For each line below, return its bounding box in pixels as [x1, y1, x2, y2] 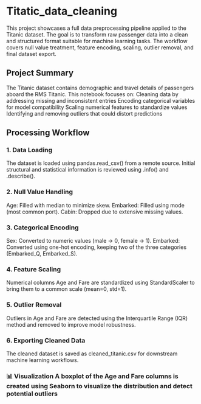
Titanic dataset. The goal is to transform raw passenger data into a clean [6, 30, 188, 38]
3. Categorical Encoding [6, 223, 79, 232]
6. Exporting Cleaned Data [6, 336, 86, 344]
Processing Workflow [6, 128, 90, 138]
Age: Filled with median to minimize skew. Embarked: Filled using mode [6, 201, 185, 209]
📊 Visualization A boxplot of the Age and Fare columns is [6, 372, 179, 380]
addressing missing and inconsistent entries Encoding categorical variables [6, 97, 196, 104]
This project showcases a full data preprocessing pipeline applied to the [6, 24, 186, 32]
